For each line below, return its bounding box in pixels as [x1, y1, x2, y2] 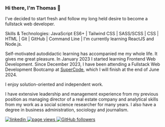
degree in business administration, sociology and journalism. [5, 107, 128, 113]
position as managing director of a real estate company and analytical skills [5, 96, 159, 102]
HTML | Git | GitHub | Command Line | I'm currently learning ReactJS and [5, 36, 154, 42]
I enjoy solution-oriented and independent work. [5, 81, 104, 87]
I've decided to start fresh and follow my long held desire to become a [5, 16, 148, 22]
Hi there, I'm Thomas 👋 [5, 4, 61, 11]
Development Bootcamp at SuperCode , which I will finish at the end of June [5, 66, 160, 72]
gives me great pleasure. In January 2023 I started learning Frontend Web [5, 56, 156, 62]
